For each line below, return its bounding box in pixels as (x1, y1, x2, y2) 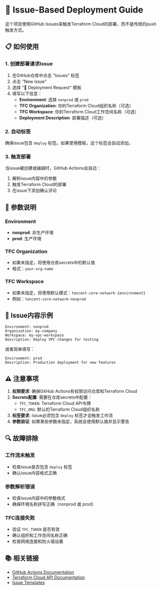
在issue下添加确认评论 (12, 187, 57, 193)
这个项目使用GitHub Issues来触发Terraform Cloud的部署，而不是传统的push (5, 21, 157, 27)
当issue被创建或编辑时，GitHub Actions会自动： (5, 165, 101, 171)
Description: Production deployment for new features (5, 360, 116, 365)
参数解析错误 (5, 483, 35, 490)
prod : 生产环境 (12, 235, 42, 241)
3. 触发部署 (5, 153, 31, 160)
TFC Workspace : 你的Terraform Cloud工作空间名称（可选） (19, 109, 139, 114)
